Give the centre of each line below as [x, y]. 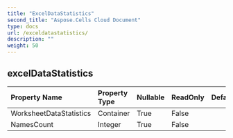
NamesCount [32, 124]
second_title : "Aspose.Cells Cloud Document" [74, 20]
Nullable [150, 97]
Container [114, 113]
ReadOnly [188, 97]
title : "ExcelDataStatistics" [51, 13]
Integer [110, 124]
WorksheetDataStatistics [51, 113]
